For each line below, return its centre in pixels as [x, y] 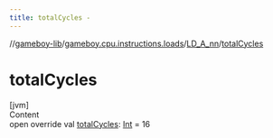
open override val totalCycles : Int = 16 [80, 124]
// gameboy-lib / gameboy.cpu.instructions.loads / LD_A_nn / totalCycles [136, 43]
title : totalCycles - [50, 18]
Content [24, 115]
